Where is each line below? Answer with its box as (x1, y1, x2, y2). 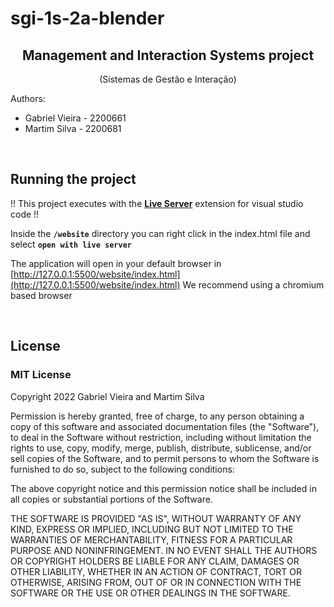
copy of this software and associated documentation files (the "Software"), (10, 420, 320, 432)
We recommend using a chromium (182, 278, 325, 291)
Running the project (10, 171, 137, 188)
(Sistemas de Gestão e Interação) (99, 73, 237, 85)
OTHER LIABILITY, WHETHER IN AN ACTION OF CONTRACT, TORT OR (10, 565, 302, 577)
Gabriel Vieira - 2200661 (24, 112, 127, 124)
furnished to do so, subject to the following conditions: (10, 463, 235, 475)
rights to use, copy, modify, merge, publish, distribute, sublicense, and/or (10, 442, 312, 454)
